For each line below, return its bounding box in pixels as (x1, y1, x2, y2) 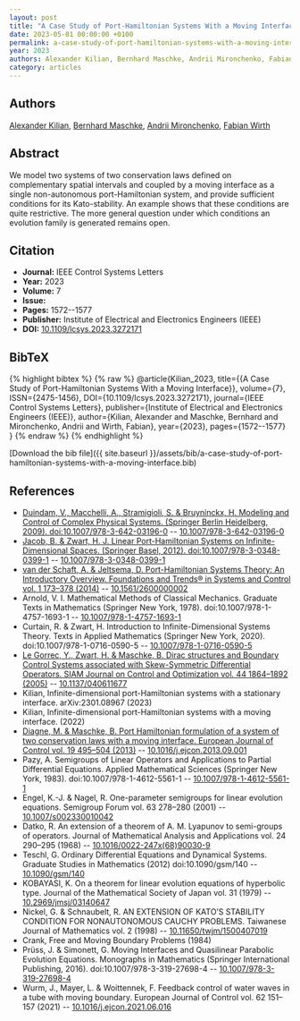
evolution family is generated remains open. (9, 217, 171, 228)
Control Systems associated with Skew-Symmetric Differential (21, 659, 252, 669)
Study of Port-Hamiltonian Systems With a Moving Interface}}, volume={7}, (9, 383, 286, 394)
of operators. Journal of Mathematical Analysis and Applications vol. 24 (21, 830, 287, 841)
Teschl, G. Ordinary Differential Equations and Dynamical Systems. (21, 849, 268, 860)
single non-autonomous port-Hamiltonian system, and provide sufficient (9, 189, 275, 200)
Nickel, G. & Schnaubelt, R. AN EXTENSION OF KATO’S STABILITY (21, 906, 265, 917)
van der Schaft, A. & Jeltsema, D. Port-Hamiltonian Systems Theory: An (21, 564, 286, 574)
